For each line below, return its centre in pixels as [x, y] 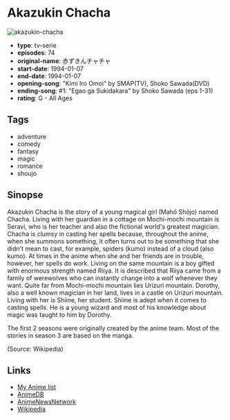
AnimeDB [30, 394]
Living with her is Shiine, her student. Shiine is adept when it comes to [107, 300]
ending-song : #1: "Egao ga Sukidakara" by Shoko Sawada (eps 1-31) [115, 91]
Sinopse [25, 195]
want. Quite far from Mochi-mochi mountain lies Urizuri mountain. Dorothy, [114, 285]
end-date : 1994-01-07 [49, 76]
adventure [32, 136]
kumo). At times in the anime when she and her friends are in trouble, [106, 256]
